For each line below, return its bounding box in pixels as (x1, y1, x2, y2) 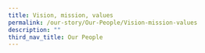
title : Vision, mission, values (8, 11, 113, 19)
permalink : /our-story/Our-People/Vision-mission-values (8, 19, 198, 26)
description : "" (8, 26, 61, 34)
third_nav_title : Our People (8, 33, 103, 41)
